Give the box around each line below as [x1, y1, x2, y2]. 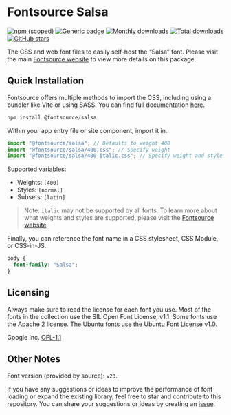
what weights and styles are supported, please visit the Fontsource [23, 214, 214, 222]
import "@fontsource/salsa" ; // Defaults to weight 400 [7, 139, 170, 147]
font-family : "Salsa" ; [13, 261, 78, 269]
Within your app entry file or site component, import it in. [7, 126, 168, 134]
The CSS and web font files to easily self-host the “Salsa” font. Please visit [7, 48, 219, 56]
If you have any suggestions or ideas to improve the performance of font [7, 385, 213, 393]
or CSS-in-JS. [7, 242, 47, 250]
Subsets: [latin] [16, 193, 66, 201]
